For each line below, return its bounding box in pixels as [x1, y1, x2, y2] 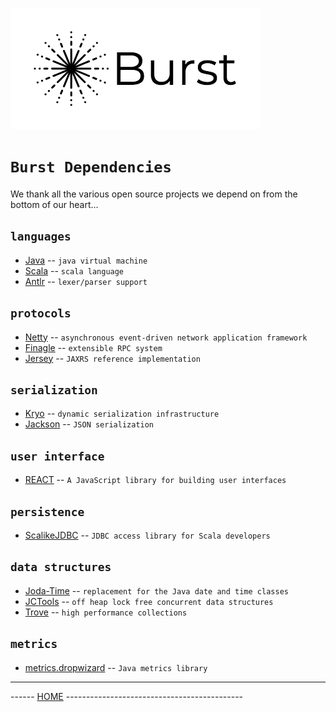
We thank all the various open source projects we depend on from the [10, 188, 298, 200]
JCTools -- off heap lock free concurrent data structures [24, 595, 274, 607]
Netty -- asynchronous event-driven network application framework [24, 331, 308, 343]
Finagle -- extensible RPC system [24, 341, 163, 353]
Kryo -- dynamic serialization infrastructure [24, 408, 220, 420]
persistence [10, 504, 85, 519]
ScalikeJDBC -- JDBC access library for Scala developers [24, 529, 271, 541]
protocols [10, 306, 72, 321]
